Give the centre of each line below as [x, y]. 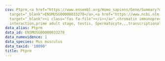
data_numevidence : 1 [26, 37]
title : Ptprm [18, 51]
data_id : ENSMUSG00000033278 [35, 32]
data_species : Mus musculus [34, 42]
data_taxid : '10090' [26, 46]
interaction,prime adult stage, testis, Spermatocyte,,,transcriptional [85, 23]
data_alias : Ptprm [24, 28]
